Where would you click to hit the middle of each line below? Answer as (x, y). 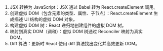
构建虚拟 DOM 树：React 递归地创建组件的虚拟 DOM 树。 (68, 25)
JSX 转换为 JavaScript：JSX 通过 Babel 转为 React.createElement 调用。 (84, 7)
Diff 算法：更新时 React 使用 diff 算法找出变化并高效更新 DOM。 (75, 43)
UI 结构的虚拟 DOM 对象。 (51, 19)
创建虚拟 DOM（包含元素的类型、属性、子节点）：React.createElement (81, 13)
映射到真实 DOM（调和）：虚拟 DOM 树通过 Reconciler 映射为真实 (76, 31)
